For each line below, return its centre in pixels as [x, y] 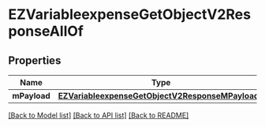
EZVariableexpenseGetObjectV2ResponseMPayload [159, 96]
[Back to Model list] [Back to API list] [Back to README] [99, 115]
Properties [35, 60]
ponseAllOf [46, 31]
